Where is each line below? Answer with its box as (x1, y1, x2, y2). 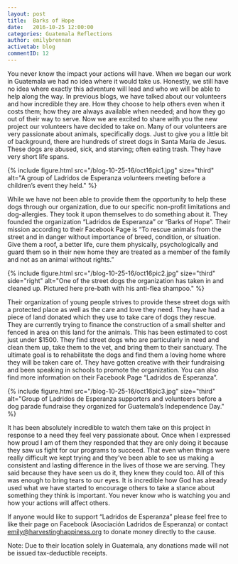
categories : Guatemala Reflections (7, 30, 113, 38)
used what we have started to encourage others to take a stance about (7, 483, 215, 492)
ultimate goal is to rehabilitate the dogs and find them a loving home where (7, 350, 227, 359)
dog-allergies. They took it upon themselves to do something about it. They (7, 210, 228, 219)
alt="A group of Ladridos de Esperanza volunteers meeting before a (7, 173, 206, 182)
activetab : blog (7, 43, 55, 50)
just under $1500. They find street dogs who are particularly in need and (7, 335, 220, 344)
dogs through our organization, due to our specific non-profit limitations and (7, 202, 231, 211)
